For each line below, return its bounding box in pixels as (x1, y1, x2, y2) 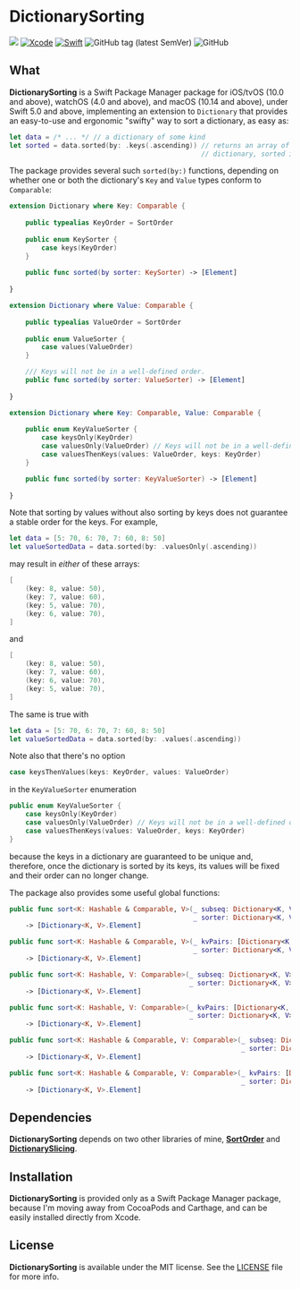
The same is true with (9, 709, 89, 720)
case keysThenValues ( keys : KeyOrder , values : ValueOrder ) (9, 768, 229, 777)
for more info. (9, 1271, 60, 1282)
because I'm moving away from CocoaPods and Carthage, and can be (9, 1202, 268, 1213)
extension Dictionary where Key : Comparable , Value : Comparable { (9, 408, 262, 417)
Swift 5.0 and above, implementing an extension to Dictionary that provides (9, 106, 288, 116)
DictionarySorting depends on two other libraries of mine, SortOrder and (9, 1134, 281, 1145)
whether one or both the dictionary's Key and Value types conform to (9, 175, 262, 185)
